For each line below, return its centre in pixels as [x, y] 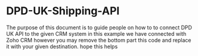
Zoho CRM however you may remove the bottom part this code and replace [99, 40]
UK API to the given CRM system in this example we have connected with [96, 33]
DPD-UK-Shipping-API [63, 11]
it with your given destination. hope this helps [62, 46]
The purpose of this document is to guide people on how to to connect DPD [99, 27]
